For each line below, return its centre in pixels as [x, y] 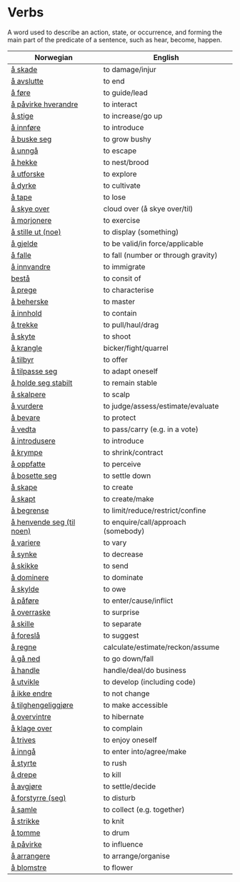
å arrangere [31, 856]
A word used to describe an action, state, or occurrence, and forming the [115, 32]
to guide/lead [125, 92]
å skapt [23, 498]
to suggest [121, 635]
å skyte [23, 336]
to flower [118, 867]
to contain [120, 313]
